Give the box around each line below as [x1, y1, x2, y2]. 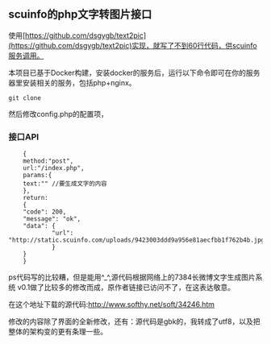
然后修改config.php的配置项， [8, 109, 109, 118]
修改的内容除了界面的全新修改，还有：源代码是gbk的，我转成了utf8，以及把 [8, 317, 261, 326]
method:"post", [23, 157, 74, 165]
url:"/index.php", [23, 164, 85, 172]
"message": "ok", [23, 215, 81, 223]
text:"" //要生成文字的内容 [23, 180, 107, 188]
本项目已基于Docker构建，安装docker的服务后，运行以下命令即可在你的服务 [8, 68, 261, 77]
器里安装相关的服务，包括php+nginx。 [8, 77, 136, 87]
